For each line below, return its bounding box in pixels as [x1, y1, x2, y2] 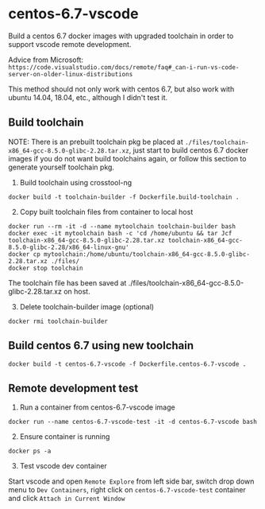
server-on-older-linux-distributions [8, 70, 133, 78]
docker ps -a [8, 447, 52, 456]
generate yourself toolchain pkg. [8, 162, 115, 172]
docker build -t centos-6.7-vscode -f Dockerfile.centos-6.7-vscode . [8, 359, 247, 368]
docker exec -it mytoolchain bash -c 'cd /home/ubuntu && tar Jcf [8, 229, 232, 237]
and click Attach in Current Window [8, 494, 125, 503]
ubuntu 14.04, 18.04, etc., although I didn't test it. [8, 92, 168, 102]
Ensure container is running [19, 432, 110, 441]
